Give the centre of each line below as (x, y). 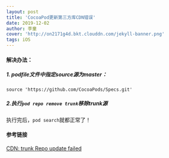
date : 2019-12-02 (28, 23)
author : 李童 (22, 29)
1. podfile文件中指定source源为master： (57, 74)
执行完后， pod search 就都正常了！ (49, 120)
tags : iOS (19, 40)
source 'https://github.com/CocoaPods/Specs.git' (70, 90)
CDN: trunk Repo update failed (44, 148)
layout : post (22, 12)
